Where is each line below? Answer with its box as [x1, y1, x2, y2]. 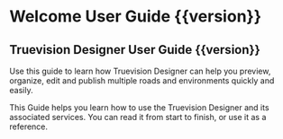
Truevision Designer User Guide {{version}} [9, 42, 261, 57]
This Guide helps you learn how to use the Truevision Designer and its [9, 102, 269, 113]
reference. [9, 121, 48, 132]
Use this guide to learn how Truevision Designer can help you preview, [9, 65, 271, 76]
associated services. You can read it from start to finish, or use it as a [9, 112, 267, 122]
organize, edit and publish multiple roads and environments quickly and [9, 75, 275, 86]
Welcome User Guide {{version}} [9, 6, 262, 27]
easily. [9, 85, 33, 95]
